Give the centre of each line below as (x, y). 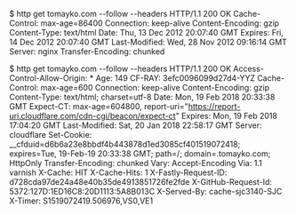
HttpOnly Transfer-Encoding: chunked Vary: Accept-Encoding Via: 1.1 (136, 163)
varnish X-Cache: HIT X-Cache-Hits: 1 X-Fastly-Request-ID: (118, 172)
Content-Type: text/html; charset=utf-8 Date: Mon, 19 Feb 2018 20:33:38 (142, 97)
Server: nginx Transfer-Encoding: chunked (87, 52)
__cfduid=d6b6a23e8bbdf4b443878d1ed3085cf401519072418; (125, 144)
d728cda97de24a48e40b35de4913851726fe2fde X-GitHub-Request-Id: (141, 182)
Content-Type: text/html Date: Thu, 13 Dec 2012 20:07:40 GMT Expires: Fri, (147, 32)
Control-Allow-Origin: (48, 78)
